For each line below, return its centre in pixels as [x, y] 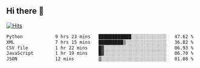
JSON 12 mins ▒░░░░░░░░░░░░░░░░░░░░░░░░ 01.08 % [100, 59]
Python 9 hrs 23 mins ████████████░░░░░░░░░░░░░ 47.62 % [100, 37]
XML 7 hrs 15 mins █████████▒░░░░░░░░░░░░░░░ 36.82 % [100, 42]
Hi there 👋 [25, 11]
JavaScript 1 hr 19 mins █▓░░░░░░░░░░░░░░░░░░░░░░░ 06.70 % [100, 54]
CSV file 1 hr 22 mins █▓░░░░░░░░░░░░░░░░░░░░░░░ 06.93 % [100, 48]
